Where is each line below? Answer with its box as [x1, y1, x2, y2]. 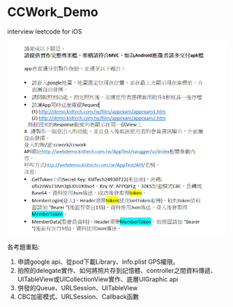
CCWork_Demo [7, 4, 99, 20]
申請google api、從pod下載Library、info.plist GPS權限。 [17, 257, 179, 266]
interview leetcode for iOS [7, 27, 82, 36]
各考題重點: [7, 242, 40, 251]
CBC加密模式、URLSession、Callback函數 [17, 292, 140, 301]
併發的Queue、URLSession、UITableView [17, 283, 138, 292]
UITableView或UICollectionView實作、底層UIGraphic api [17, 275, 179, 283]
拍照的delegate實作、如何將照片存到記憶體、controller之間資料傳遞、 [17, 266, 218, 274]
